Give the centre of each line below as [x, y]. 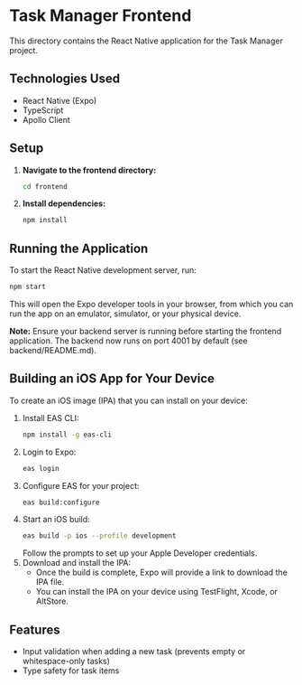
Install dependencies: [64, 203]
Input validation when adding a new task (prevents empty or [134, 652]
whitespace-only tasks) [66, 662]
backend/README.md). [53, 350]
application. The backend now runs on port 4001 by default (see [128, 341]
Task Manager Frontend [101, 16]
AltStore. [52, 601]
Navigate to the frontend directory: [89, 170]
